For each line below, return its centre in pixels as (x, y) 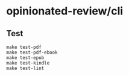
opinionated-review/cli (65, 11)
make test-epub (25, 58)
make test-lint (25, 68)
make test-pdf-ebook (32, 52)
